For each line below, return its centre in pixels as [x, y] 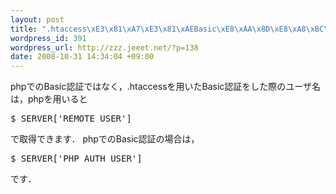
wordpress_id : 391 [48, 38]
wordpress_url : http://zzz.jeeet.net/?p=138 [104, 47]
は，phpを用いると [49, 99]
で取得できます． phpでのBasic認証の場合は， [105, 139]
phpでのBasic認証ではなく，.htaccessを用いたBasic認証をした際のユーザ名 [166, 87]
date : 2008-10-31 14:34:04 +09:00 [82, 57]
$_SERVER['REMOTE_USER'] [71, 119]
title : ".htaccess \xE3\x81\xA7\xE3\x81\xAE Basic [113, 29]
